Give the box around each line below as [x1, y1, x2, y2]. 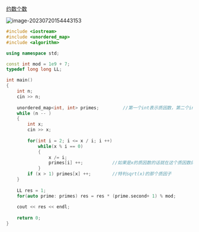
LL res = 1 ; [17, 187, 46, 193]
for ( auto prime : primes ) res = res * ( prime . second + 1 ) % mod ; [17, 193, 176, 199]
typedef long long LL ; [6, 66, 62, 72]
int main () [6, 77, 33, 83]
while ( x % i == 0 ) [37, 143, 84, 150]
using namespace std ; [6, 50, 60, 56]
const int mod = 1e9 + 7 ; [6, 61, 70, 67]
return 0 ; [17, 215, 41, 221]
